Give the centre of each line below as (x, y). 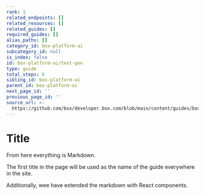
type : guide (21, 69)
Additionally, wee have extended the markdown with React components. (97, 185)
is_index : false (27, 57)
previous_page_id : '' (34, 97)
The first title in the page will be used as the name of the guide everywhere (101, 167)
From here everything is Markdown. (51, 155)
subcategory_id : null (34, 52)
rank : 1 (16, 12)
